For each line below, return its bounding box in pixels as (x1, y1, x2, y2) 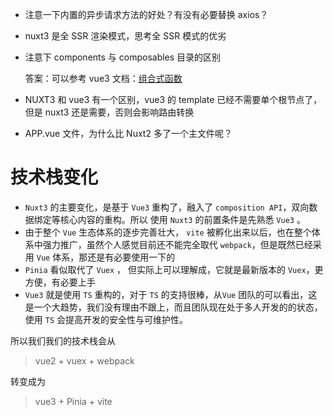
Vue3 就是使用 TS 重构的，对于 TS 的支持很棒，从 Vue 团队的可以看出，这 (24, 288, 318, 300)
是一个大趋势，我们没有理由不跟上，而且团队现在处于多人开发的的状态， (24, 301, 323, 313)
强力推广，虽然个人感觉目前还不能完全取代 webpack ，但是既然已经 (42, 238, 313, 250)
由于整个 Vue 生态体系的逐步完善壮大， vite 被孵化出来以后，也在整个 (24, 226, 312, 238)
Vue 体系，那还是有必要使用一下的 (36, 251, 176, 263)
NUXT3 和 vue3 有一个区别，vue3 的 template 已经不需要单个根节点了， (24, 94, 323, 105)
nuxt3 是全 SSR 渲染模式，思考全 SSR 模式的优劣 (24, 30, 227, 42)
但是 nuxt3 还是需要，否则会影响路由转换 (24, 106, 195, 118)
